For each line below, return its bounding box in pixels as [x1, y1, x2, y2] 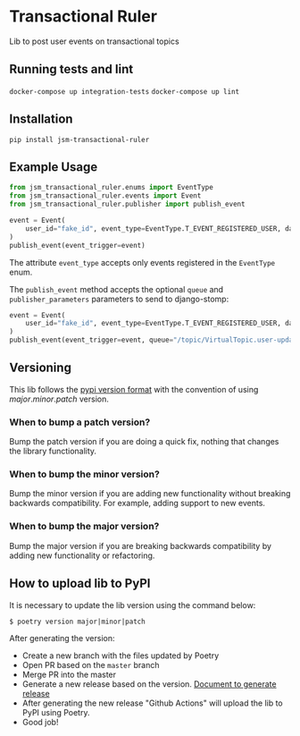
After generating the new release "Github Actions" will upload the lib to [21, 698, 283, 708]
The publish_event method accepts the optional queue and [9, 283, 224, 294]
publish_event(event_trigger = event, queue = [9, 335, 174, 345]
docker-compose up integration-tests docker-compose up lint [9, 87, 239, 96]
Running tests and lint [9, 62, 134, 77]
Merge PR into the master [21, 669, 117, 680]
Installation [9, 112, 73, 127]
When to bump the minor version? [9, 468, 161, 480]
